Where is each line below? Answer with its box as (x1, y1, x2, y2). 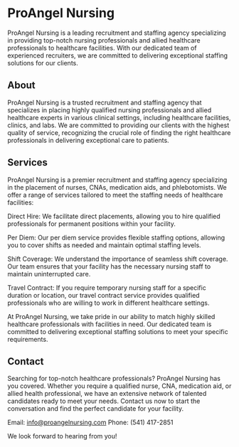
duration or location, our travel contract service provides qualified (7, 291, 201, 299)
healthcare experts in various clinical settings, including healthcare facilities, (7, 113, 231, 122)
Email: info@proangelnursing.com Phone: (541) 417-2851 (7, 418, 174, 427)
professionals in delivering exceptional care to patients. (7, 136, 169, 144)
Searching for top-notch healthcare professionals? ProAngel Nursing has (7, 375, 221, 383)
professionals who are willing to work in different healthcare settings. (7, 298, 210, 307)
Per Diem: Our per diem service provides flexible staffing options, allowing (7, 233, 225, 242)
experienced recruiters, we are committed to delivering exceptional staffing (7, 51, 228, 60)
